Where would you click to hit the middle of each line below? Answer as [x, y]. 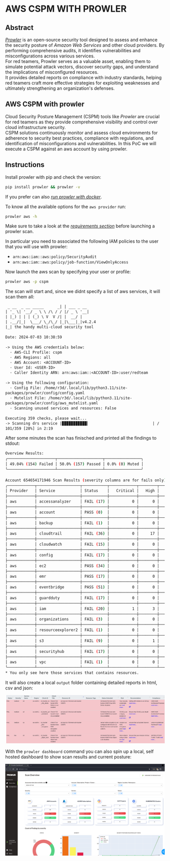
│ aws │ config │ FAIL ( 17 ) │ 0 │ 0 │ [82, 555]
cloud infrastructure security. [35, 127]
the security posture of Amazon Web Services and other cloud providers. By [85, 45]
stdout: [13, 443]
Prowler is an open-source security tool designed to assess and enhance [81, 40]
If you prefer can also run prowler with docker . [54, 196]
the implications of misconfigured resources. [52, 72]
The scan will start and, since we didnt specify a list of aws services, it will [83, 291]
